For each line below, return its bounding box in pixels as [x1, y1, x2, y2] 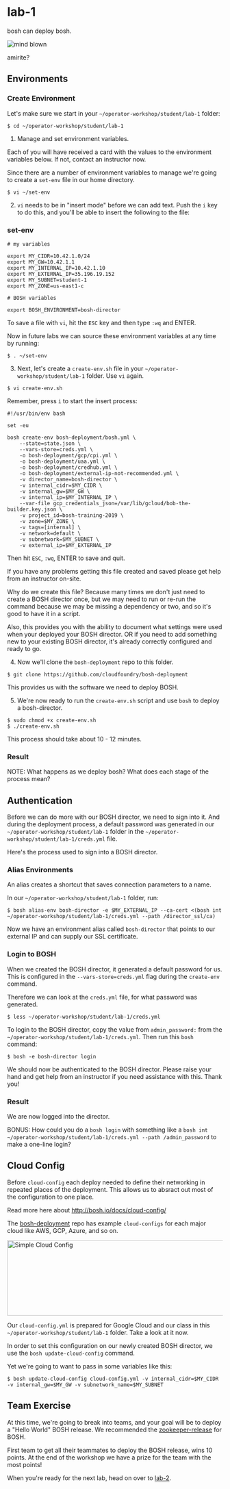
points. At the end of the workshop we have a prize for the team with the [7, 1453, 212, 1462]
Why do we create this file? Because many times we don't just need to [7, 587, 205, 596]
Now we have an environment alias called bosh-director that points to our [7, 925, 216, 933]
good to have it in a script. [7, 609, 81, 618]
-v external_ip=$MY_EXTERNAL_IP [19, 542, 112, 548]
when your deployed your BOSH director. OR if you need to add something [7, 630, 218, 638]
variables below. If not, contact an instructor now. [7, 155, 146, 163]
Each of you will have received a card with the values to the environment [7, 148, 212, 156]
